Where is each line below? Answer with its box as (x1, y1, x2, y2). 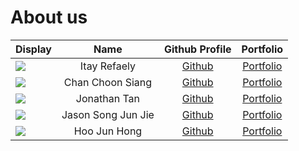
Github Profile (163, 42, 232, 56)
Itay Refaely (79, 59, 137, 73)
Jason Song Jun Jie (61, 107, 155, 121)
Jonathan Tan (75, 91, 141, 105)
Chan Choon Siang (63, 75, 153, 89)
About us (10, 6, 88, 29)
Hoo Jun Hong (73, 124, 143, 138)
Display (15, 42, 52, 56)
